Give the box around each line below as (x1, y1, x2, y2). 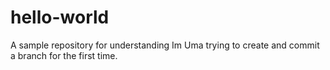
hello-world (10, 6, 110, 29)
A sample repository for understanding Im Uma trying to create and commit (10, 39, 320, 51)
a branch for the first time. (10, 49, 118, 61)
